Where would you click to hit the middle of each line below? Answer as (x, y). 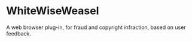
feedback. (19, 33)
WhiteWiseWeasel (53, 11)
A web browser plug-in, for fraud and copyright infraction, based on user (96, 27)
